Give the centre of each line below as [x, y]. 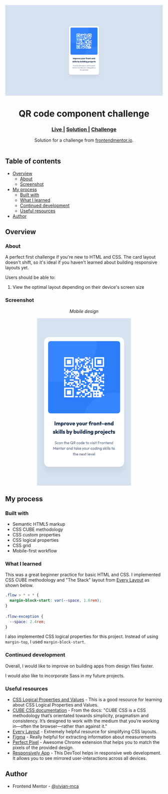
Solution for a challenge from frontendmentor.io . [84, 140]
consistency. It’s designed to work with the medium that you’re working [86, 721]
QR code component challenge [84, 114]
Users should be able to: [30, 277]
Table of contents [33, 161]
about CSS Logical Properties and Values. [55, 705]
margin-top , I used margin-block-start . [45, 642]
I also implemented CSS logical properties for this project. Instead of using [82, 637]
